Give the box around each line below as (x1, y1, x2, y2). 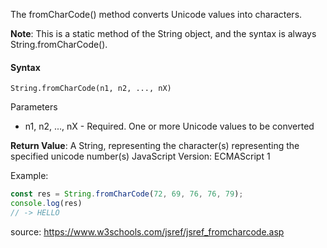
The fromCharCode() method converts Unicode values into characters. (10, 9, 303, 20)
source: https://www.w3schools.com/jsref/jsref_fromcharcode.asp (10, 225, 285, 238)
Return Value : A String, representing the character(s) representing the (10, 140, 300, 152)
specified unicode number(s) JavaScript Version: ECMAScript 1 (10, 150, 271, 163)
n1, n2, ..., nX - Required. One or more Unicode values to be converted (24, 120, 315, 133)
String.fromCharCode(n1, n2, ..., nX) (10, 84, 172, 94)
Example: (10, 170, 49, 182)
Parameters (10, 101, 58, 113)
